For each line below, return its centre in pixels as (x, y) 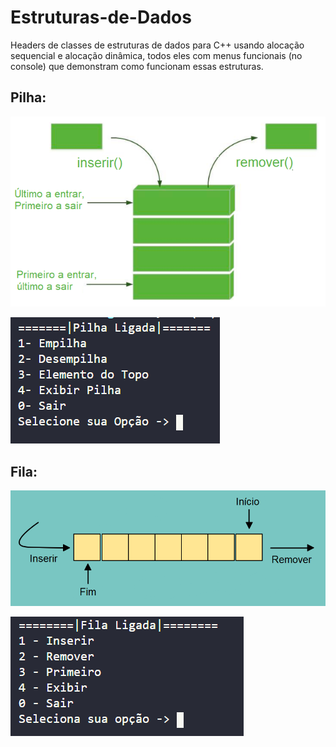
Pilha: (28, 97)
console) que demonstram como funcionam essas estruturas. (137, 66)
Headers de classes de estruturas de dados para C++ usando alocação (157, 45)
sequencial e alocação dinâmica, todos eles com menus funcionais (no (156, 55)
